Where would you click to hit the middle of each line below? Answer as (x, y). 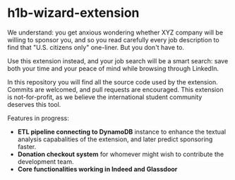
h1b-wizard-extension (73, 13)
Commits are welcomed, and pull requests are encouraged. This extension (115, 89)
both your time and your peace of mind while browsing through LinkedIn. (113, 68)
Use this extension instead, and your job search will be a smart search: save (118, 60)
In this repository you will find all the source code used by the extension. (113, 82)
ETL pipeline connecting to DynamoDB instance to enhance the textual (122, 131)
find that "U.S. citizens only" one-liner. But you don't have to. (96, 47)
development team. (46, 161)
